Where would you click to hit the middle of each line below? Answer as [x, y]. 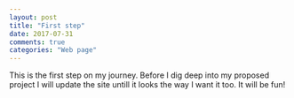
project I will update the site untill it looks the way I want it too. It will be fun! [147, 85]
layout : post [33, 17]
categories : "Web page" [53, 50]
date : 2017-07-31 [41, 34]
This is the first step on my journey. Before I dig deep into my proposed [139, 75]
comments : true [37, 42]
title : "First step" [48, 26]
